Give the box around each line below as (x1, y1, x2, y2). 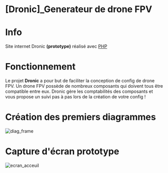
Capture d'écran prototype (5, 146, 120, 157)
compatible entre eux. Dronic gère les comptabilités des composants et (5, 88, 153, 94)
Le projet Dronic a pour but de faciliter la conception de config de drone (5, 78, 155, 84)
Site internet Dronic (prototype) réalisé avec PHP (5, 43, 107, 49)
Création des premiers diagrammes (5, 111, 156, 123)
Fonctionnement (5, 61, 76, 73)
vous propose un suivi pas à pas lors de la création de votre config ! (5, 94, 146, 100)
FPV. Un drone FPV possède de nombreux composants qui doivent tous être (5, 83, 163, 89)
